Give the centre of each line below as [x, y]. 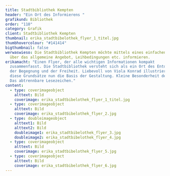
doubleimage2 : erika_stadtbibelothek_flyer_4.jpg [68, 137]
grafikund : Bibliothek [29, 19]
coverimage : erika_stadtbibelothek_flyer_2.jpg [65, 114]
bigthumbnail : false [27, 48]
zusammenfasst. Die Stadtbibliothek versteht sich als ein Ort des [82, 66]
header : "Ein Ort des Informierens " [45, 15]
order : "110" [19, 24]
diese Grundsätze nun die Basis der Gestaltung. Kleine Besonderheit [84, 76]
